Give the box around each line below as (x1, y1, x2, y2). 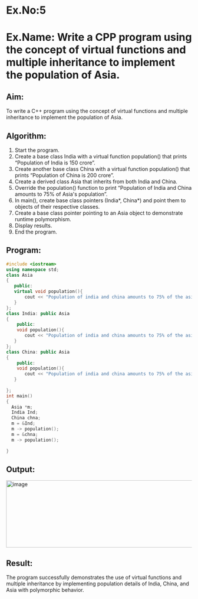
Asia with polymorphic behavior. (6, 587, 84, 594)
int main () (6, 393, 33, 399)
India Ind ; (11, 409, 38, 416)
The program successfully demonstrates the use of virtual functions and (6, 574, 182, 581)
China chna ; (11, 415, 41, 421)
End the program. (14, 228, 57, 235)
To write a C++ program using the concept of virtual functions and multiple (6, 108, 189, 115)
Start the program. (14, 147, 60, 154)
